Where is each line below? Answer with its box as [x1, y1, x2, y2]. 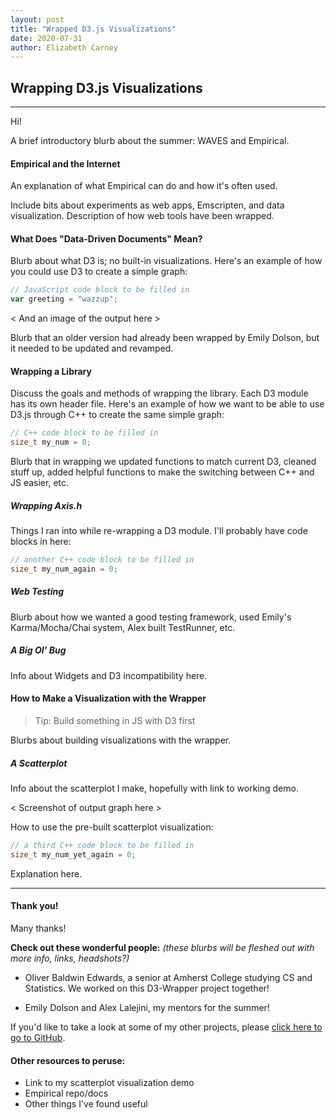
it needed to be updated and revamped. [10, 342, 174, 355]
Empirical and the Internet [10, 157, 121, 170]
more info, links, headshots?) [10, 952, 130, 964]
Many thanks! [10, 922, 67, 934]
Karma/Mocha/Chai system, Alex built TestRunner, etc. [10, 621, 236, 633]
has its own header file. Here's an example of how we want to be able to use [10, 398, 325, 410]
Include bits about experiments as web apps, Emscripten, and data [10, 199, 285, 211]
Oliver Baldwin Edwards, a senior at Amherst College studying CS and [24, 971, 313, 983]
